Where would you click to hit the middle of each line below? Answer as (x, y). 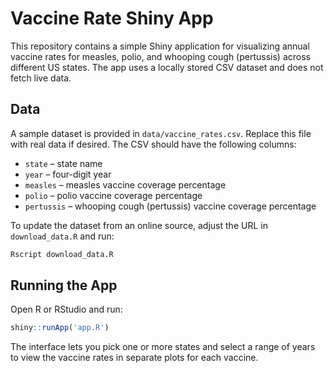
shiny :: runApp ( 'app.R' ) (60, 328)
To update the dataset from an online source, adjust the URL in (139, 225)
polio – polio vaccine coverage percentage (113, 195)
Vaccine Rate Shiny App (112, 18)
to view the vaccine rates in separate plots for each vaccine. (134, 358)
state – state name (63, 163)
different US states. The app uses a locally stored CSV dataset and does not (167, 67)
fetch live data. (41, 78)
